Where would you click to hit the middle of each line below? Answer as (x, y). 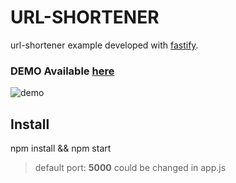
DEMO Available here (62, 71)
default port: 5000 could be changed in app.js (130, 168)
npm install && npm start (61, 148)
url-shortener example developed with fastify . (104, 45)
